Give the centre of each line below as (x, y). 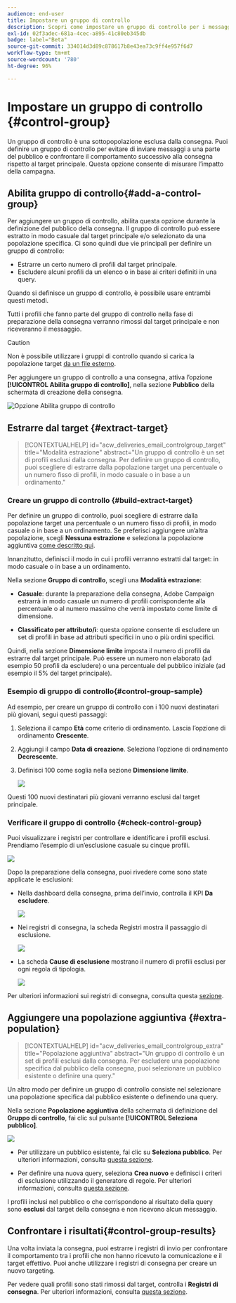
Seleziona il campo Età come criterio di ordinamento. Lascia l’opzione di (122, 728)
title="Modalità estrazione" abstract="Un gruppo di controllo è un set (124, 452)
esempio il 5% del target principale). (60, 673)
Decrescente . (38, 757)
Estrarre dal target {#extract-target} (88, 428)
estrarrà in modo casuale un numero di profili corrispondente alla (111, 601)
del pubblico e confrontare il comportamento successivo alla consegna (110, 156)
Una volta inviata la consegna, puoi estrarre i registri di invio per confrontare (118, 1248)
